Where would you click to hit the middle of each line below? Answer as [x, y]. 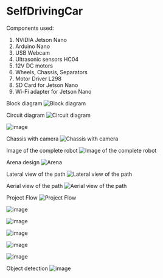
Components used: [30, 28]
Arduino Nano [33, 46]
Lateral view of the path [36, 174]
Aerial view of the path [35, 186]
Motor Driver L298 [38, 78]
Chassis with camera [33, 139]
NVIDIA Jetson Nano [41, 40]
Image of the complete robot [42, 150]
